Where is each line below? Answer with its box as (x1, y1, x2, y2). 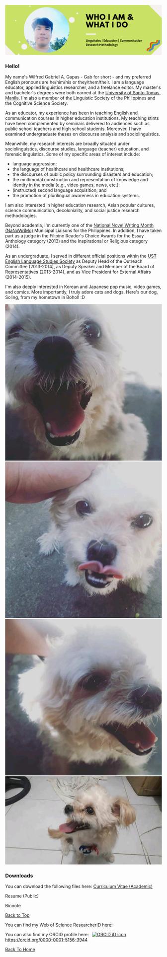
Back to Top (5, 912, 30, 918)
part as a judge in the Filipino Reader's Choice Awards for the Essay (5, 233, 144, 239)
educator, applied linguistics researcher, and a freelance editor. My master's (5, 84, 161, 90)
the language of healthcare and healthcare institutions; (12, 166, 125, 172)
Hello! (5, 63, 20, 70)
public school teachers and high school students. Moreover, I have (5, 126, 142, 132)
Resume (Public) (5, 893, 39, 899)
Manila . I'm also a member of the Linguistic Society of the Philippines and (5, 95, 156, 101)
